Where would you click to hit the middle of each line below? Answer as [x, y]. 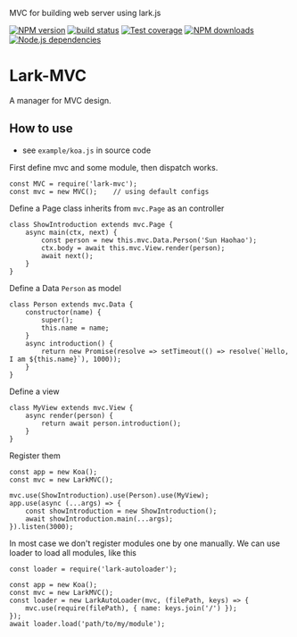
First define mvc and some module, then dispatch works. [114, 167]
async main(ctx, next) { [71, 232]
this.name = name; [75, 328]
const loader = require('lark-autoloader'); [93, 569]
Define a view [34, 391]
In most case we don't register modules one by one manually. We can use [145, 543]
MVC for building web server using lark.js [85, 13]
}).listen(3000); [41, 526]
